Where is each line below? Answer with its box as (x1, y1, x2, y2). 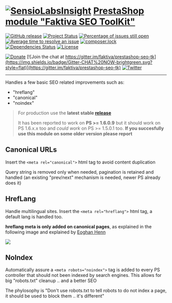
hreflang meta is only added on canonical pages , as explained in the (5, 223, 152, 229)
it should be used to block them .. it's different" (5, 293, 104, 299)
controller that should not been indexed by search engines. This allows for (5, 272, 162, 278)
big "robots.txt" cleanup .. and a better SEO (5, 277, 97, 284)
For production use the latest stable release (17, 110, 112, 116)
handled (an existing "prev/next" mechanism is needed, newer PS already (5, 174, 161, 180)
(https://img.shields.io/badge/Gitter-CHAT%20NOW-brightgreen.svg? (5, 59, 153, 65)
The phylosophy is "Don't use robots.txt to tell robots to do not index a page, (5, 288, 167, 294)
